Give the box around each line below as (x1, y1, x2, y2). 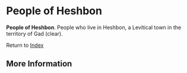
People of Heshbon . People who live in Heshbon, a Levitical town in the (6, 24, 182, 31)
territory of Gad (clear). (6, 30, 64, 37)
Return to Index (6, 42, 44, 49)
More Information (6, 59, 72, 69)
